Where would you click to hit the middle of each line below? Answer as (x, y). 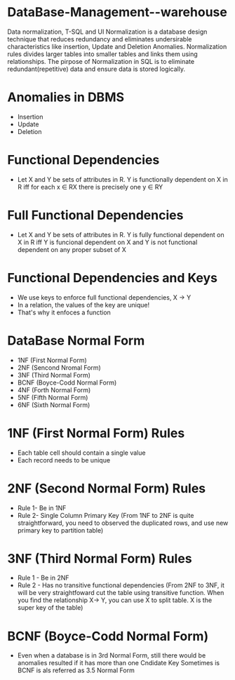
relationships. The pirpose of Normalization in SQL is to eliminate (101, 61)
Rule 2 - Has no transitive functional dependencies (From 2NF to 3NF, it (121, 585)
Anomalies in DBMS (66, 97)
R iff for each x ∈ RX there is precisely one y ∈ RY (90, 187)
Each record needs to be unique (64, 460)
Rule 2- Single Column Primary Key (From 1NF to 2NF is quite (106, 515)
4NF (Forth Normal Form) (54, 389)
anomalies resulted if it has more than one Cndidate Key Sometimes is (118, 663)
